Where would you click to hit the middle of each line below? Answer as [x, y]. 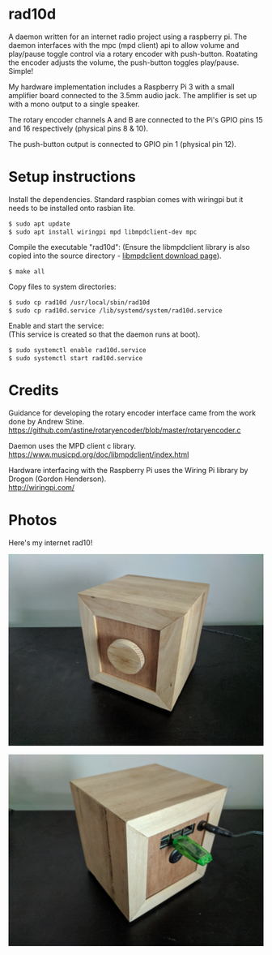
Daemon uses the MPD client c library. [72, 445]
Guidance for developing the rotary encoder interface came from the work [132, 413]
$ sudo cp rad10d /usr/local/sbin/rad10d [79, 302]
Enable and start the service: [56, 325]
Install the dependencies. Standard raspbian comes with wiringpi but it [126, 199]
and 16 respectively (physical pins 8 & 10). [78, 128]
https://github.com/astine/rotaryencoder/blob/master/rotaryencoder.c [125, 430]
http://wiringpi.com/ [42, 487]
